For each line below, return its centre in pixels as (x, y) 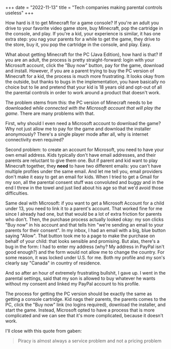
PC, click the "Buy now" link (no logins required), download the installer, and (86, 305)
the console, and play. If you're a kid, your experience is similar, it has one (83, 34)
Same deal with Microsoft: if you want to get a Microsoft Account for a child (85, 203)
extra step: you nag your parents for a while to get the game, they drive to (83, 39)
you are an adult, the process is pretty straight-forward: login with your (80, 60)
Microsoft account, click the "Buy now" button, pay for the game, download (85, 65)
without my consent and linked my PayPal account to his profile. (73, 284)
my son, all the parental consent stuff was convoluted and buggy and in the (84, 182)
